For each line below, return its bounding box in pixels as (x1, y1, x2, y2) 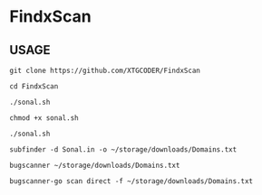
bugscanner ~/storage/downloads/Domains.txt (9, 161, 180, 170)
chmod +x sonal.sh (9, 114, 79, 123)
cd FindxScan (9, 82, 59, 91)
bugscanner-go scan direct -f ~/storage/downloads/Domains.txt (9, 177, 254, 186)
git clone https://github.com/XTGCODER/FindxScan (9, 66, 201, 75)
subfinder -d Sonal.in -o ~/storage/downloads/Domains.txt (9, 145, 238, 154)
